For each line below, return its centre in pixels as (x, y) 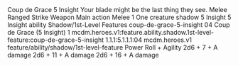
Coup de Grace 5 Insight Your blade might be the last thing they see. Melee (117, 10)
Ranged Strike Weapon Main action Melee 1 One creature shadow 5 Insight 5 (119, 17)
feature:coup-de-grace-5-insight (56, 40)
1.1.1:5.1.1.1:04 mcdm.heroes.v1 (149, 40)
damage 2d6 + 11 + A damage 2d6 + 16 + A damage (83, 55)
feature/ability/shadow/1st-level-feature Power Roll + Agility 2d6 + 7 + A (113, 47)
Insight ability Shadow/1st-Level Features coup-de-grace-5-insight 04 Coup (119, 25)
